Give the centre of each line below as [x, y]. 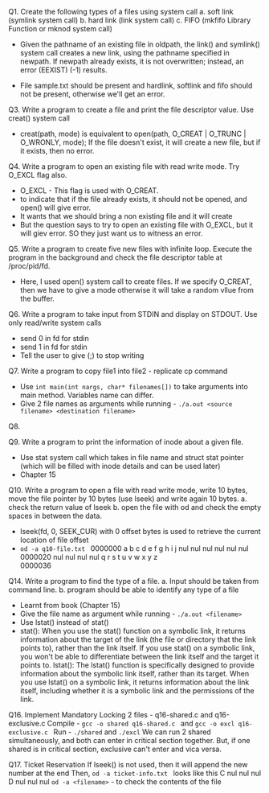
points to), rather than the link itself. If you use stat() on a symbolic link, [137, 648]
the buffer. [37, 298]
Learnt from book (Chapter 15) [70, 605]
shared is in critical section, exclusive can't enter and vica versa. [115, 749]
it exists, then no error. [57, 151]
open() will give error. [55, 207]
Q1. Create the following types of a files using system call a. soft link [121, 12]
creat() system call [39, 118]
